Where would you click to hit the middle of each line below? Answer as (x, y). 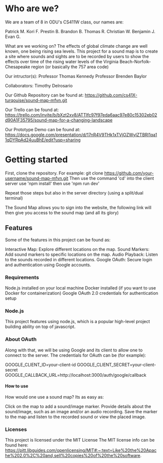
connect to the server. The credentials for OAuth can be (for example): (76, 355)
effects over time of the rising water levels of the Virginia (62, 61)
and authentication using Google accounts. (48, 265)
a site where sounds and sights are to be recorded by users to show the (77, 56)
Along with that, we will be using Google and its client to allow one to (74, 350)
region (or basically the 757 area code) (70, 67)
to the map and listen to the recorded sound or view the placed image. (75, 417)
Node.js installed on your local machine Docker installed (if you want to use (81, 288)
